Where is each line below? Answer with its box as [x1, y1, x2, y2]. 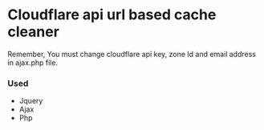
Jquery [18, 96, 43, 106]
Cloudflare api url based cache [7, 6, 217, 24]
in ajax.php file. [7, 58, 58, 67]
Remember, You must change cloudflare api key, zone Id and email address [7, 49, 256, 59]
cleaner [7, 22, 59, 41]
